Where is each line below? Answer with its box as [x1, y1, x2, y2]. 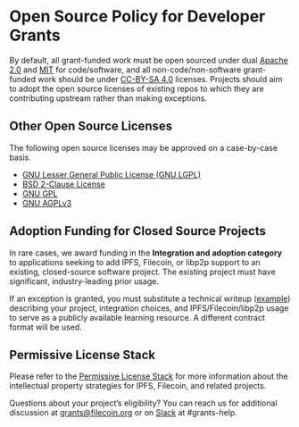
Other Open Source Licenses [9, 119, 173, 134]
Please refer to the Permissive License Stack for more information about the [9, 371, 288, 381]
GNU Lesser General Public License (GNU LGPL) [21, 169, 201, 180]
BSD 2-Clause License [21, 179, 105, 189]
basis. [9, 152, 31, 163]
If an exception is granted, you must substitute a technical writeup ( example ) [9, 293, 291, 304]
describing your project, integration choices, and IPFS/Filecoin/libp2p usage [9, 302, 289, 314]
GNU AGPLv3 [21, 197, 72, 208]
